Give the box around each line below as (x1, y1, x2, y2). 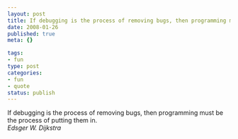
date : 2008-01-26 (7, 23, 59, 30)
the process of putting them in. (7, 116, 98, 125)
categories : (7, 69, 42, 77)
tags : (7, 50, 23, 57)
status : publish (7, 89, 55, 96)
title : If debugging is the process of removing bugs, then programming (7, 17, 227, 24)
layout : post (7, 10, 46, 18)
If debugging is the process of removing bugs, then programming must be (7, 109, 224, 117)
